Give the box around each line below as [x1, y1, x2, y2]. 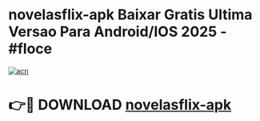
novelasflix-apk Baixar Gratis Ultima [8, 6, 253, 24]
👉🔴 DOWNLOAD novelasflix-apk [8, 96, 232, 114]
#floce [8, 40, 53, 58]
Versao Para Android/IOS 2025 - [8, 22, 227, 41]
